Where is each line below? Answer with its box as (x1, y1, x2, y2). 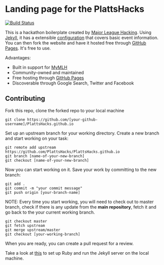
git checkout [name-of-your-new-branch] (5, 158, 90, 163)
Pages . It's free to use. (5, 45, 51, 51)
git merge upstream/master (5, 227, 61, 232)
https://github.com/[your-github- (27, 117, 98, 122)
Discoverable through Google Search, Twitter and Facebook (12, 80, 134, 86)
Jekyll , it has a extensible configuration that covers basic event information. (5, 35, 159, 41)
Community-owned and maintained (12, 69, 84, 75)
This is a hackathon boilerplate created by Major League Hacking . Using (5, 29, 152, 35)
